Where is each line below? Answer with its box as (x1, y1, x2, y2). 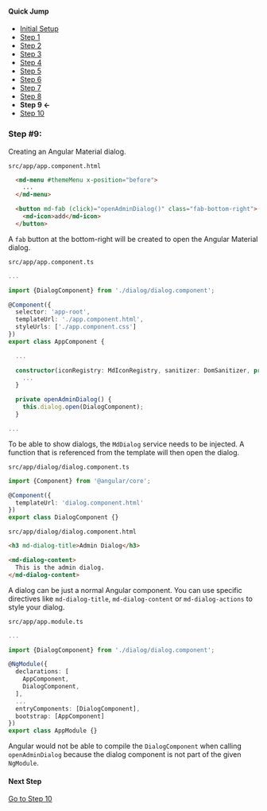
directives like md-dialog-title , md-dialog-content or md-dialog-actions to (8, 594, 253, 603)
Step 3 (19, 49, 42, 59)
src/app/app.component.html (8, 162, 102, 170)
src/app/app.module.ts (8, 618, 83, 626)
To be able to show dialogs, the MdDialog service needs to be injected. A (8, 439, 245, 449)
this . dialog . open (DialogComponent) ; (22, 403, 145, 411)
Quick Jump (8, 6, 49, 16)
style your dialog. (8, 602, 65, 612)
